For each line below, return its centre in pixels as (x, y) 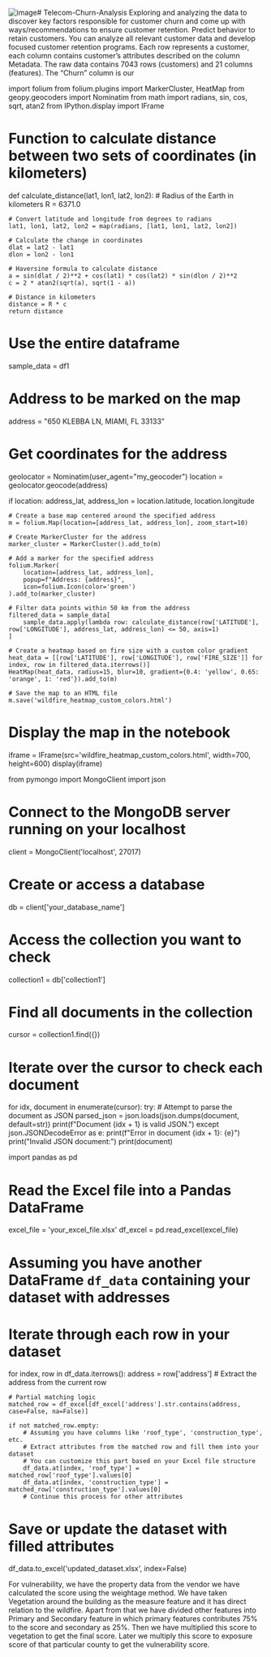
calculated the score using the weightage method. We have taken (118, 1593)
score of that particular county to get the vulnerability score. (109, 1645)
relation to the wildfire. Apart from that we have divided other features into (133, 1610)
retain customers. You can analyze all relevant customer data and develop (132, 38)
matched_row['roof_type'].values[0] (70, 1476)
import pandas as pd (43, 1157)
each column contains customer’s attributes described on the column (125, 56)
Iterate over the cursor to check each (136, 1067)
